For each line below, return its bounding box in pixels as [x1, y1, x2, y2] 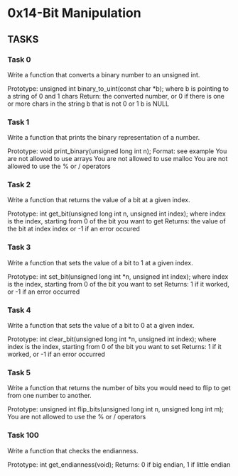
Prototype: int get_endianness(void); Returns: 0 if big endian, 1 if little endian [7, 460, 231, 469]
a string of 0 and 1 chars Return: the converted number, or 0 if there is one [7, 92, 225, 100]
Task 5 [7, 367, 31, 377]
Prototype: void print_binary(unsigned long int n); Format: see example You [7, 147, 227, 155]
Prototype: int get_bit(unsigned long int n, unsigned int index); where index [7, 209, 226, 218]
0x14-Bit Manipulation [7, 5, 141, 21]
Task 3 [7, 243, 31, 253]
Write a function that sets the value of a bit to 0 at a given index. [7, 321, 195, 330]
